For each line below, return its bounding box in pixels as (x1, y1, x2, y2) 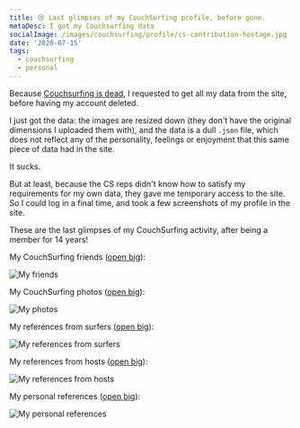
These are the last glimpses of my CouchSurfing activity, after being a (9, 224, 269, 235)
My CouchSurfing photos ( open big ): (9, 286, 146, 297)
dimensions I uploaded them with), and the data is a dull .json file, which (9, 124, 278, 135)
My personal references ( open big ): (9, 390, 141, 401)
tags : (9, 47, 30, 56)
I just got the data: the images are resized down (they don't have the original (9, 114, 292, 126)
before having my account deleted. (9, 97, 139, 108)
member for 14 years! (9, 234, 89, 245)
